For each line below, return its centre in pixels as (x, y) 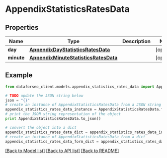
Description (136, 41)
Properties (22, 27)
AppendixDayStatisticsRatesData (70, 50)
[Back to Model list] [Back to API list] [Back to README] (62, 151)
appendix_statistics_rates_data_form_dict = (52, 141)
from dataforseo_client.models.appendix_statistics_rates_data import (80, 87)
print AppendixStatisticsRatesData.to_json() (53, 119)
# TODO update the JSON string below (44, 96)
